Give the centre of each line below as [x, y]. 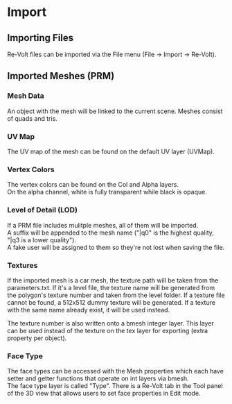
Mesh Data [26, 96]
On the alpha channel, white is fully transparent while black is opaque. [107, 192]
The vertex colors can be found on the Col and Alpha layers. [93, 185]
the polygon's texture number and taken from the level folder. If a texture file [116, 295]
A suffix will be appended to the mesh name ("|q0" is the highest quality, [111, 233]
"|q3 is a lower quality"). [42, 239]
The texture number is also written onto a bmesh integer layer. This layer [111, 323]
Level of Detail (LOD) [43, 210]
